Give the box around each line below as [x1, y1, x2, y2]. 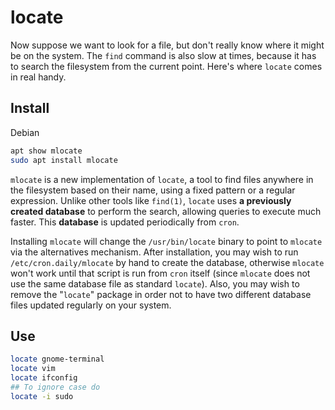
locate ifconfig [10, 373, 78, 383]
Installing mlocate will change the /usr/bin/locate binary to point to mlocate [10, 235, 323, 247]
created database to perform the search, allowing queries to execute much [10, 205, 322, 217]
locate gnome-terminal [10, 354, 105, 365]
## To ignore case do [10, 382, 101, 392]
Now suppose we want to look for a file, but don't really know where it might [10, 39, 325, 51]
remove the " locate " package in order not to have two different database [10, 288, 312, 300]
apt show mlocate [10, 146, 83, 156]
